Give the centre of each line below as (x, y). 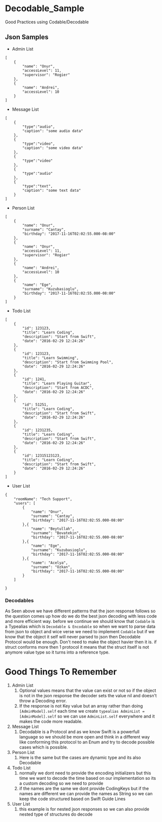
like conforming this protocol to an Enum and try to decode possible (87, 742)
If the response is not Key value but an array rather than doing (81, 706)
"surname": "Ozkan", (52, 567)
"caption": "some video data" (53, 148)
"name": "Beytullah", (53, 529)
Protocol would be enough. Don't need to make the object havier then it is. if (81, 642)
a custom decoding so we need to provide (61, 783)
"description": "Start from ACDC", (58, 387)
